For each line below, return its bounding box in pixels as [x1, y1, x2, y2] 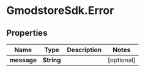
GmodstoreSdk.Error [6, 4, 114, 18]
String [42, 56, 61, 64]
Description [67, 46, 102, 54]
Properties [6, 28, 48, 38]
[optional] [107, 56, 136, 64]
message [9, 56, 37, 64]
